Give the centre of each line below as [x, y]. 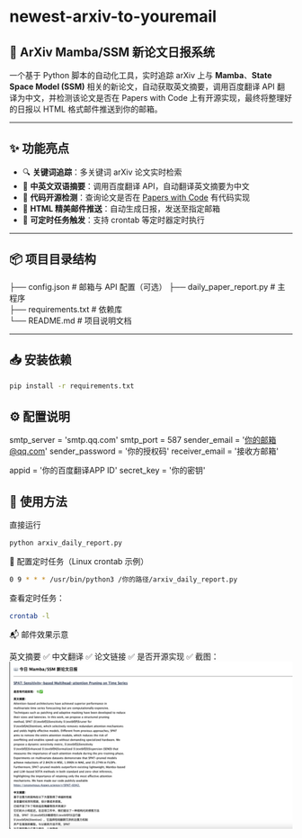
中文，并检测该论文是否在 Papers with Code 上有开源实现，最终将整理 [155, 98]
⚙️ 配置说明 [40, 416]
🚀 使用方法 [38, 501]
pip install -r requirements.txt [72, 386]
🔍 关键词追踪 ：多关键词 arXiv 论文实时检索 [102, 172]
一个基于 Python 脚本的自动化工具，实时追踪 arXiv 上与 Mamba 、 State [141, 75]
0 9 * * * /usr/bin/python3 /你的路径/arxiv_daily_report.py [124, 579]
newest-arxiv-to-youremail [113, 17]
